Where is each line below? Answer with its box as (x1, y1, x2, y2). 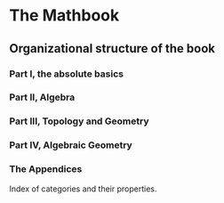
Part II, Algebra (9, 91, 76, 103)
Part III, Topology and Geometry (9, 115, 149, 127)
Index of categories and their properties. (9, 183, 157, 194)
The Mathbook (9, 5, 120, 26)
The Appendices (9, 163, 83, 175)
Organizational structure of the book (9, 41, 216, 56)
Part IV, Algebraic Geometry (9, 139, 133, 151)
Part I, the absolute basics (9, 68, 124, 80)
